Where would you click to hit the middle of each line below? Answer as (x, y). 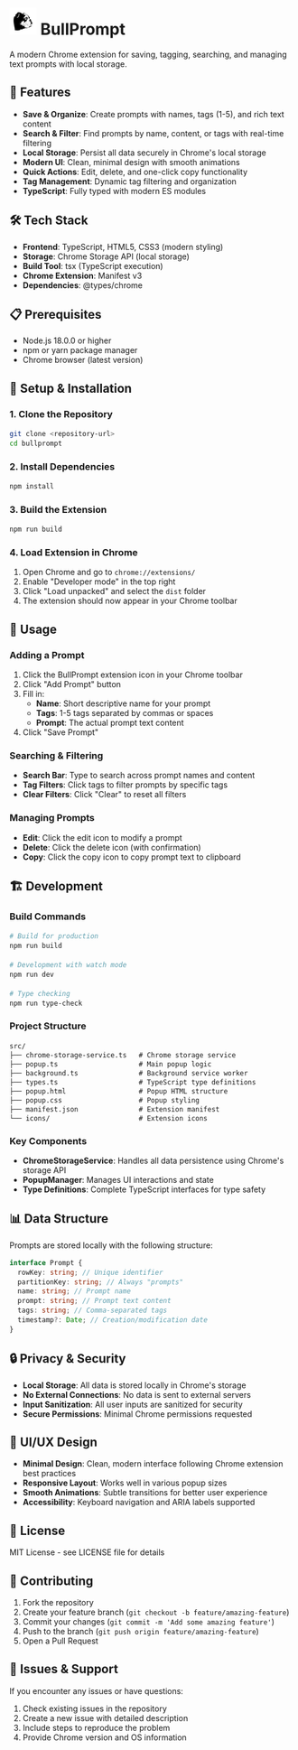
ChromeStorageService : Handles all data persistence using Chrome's (153, 1161)
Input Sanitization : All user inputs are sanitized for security (133, 1404)
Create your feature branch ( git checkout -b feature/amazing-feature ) (156, 1612)
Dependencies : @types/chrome (82, 285)
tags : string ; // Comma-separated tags (93, 1311)
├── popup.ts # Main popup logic (111, 1064)
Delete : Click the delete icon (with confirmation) (112, 847)
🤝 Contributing (51, 1581)
